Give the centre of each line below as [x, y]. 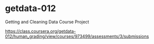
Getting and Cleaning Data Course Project [47, 22]
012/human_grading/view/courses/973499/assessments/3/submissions [77, 36]
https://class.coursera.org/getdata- [40, 31]
